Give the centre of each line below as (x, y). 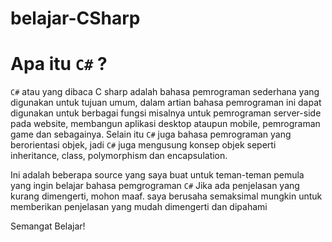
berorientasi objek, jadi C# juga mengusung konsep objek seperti (143, 145)
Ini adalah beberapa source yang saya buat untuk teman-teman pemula (157, 175)
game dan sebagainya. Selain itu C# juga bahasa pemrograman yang (151, 134)
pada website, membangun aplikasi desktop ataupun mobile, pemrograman (165, 124)
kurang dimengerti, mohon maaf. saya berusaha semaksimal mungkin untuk (166, 196)
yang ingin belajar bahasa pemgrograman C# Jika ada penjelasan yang (155, 186)
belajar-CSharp (75, 18)
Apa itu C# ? (59, 64)
